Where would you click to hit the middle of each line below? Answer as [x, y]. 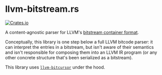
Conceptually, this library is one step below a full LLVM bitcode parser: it [79, 42]
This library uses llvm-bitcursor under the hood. [55, 67]
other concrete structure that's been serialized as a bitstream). [69, 57]
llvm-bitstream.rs [42, 9]
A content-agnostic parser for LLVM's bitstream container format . [72, 32]
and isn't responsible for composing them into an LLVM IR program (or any [81, 52]
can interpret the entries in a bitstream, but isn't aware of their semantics [80, 47]
